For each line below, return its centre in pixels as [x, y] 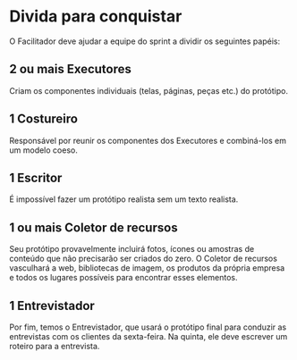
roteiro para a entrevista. [55, 346]
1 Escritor [36, 177]
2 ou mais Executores [71, 69]
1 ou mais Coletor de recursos [93, 227]
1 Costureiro [44, 119]
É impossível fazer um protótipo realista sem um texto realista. [124, 199]
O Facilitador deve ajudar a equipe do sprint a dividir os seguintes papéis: [144, 41]
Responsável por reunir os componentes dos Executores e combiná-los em [148, 140]
